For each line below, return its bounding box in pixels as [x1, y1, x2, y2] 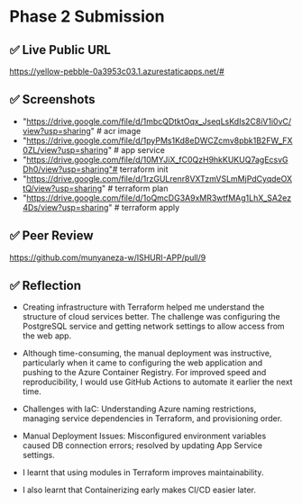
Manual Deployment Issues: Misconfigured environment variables [22, 430, 267, 442]
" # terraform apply [107, 202, 180, 212]
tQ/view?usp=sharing [22, 183, 103, 193]
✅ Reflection [9, 278, 82, 293]
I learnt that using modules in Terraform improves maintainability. [22, 467, 264, 478]
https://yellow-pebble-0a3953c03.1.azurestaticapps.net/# [9, 66, 225, 76]
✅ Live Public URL [9, 42, 111, 58]
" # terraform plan [102, 183, 169, 193]
